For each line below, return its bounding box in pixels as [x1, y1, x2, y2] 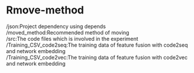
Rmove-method [6, 4, 84, 17]
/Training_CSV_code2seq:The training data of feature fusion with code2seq [6, 41, 188, 48]
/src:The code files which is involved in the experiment [6, 35, 139, 42]
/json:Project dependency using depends [6, 23, 106, 30]
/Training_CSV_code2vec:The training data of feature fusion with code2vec [6, 54, 188, 61]
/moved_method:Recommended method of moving [6, 29, 129, 36]
